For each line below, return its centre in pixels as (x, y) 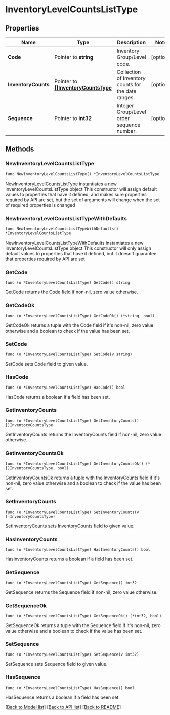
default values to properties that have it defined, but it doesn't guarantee (81, 253)
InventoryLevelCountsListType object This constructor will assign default (81, 189)
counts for (129, 85)
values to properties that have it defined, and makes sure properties (76, 194)
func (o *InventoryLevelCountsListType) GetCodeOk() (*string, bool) (80, 316)
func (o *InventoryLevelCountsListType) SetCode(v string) (69, 354)
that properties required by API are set (45, 259)
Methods (20, 149)
